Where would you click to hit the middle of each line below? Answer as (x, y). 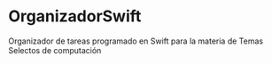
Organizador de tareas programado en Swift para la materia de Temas (136, 41)
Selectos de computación (55, 50)
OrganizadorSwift (75, 16)
